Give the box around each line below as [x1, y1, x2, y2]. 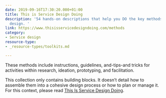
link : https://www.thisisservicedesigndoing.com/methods [5, 26, 125, 31]
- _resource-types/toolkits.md [5, 44, 70, 49]
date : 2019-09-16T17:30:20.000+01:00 [5, 7, 83, 12]
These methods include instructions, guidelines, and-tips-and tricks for [5, 62, 150, 68]
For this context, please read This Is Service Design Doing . [5, 87, 124, 93]
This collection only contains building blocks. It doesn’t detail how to [5, 77, 144, 83]
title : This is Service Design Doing [5, 12, 83, 17]
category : [5, 30, 26, 35]
